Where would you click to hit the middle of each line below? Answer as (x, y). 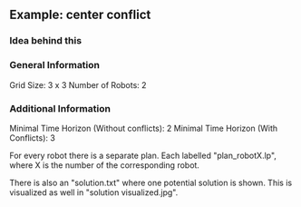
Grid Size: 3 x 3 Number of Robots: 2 (78, 84)
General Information (55, 65)
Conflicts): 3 (33, 138)
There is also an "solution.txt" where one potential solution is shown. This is (151, 182)
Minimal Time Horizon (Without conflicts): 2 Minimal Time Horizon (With (144, 128)
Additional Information (60, 108)
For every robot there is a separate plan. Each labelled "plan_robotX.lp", (143, 155)
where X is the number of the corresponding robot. (104, 165)
